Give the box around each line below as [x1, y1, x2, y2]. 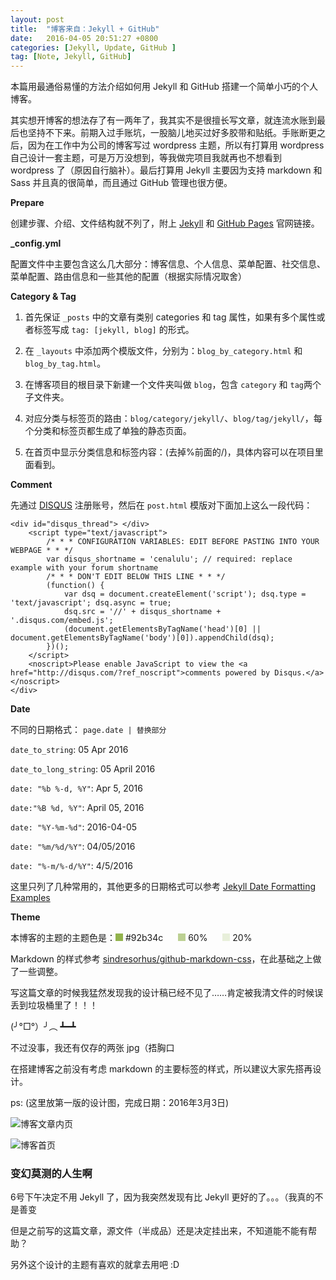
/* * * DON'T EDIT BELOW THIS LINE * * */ [46, 572, 226, 582]
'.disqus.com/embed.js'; [10, 616, 114, 626]
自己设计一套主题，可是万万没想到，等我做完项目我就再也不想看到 [10, 152, 282, 164]
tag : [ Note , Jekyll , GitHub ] [10, 52, 132, 62]
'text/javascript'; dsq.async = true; [10, 598, 172, 608]
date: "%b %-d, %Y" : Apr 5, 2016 [10, 782, 143, 795]
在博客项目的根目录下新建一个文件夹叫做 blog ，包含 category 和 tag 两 [24, 379, 313, 391]
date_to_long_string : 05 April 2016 [10, 763, 156, 775]
